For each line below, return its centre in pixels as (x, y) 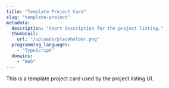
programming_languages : (41, 45)
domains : (22, 56)
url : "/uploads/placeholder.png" (58, 39)
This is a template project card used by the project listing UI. (80, 78)
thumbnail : (25, 34)
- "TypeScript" (36, 51)
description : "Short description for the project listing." (87, 28)
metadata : (18, 23)
